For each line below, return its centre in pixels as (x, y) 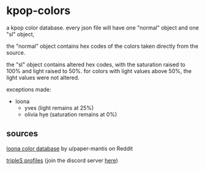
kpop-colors (39, 11)
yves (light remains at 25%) (59, 107)
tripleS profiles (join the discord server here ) (62, 160)
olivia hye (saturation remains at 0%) (71, 114)
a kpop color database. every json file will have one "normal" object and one (102, 28)
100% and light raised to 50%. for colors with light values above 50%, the (99, 71)
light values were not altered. (43, 77)
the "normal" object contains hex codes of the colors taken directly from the (102, 46)
